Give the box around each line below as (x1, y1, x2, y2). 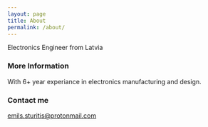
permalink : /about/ (7, 24, 66, 31)
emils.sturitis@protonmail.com (7, 111, 97, 120)
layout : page (7, 10, 46, 18)
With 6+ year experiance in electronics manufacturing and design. (7, 77, 202, 86)
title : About (7, 17, 46, 24)
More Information (7, 61, 69, 71)
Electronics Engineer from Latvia (7, 44, 103, 52)
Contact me (7, 95, 49, 105)
